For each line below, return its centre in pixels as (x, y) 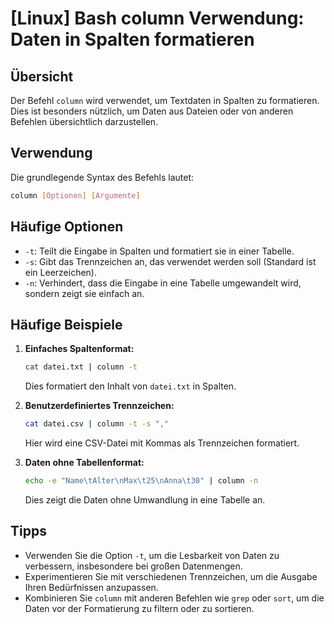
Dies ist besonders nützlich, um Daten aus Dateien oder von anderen (152, 111)
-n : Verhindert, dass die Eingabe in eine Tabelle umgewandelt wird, (163, 283)
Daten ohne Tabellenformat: (84, 463)
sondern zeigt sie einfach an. (84, 293)
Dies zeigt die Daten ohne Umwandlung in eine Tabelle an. (145, 499)
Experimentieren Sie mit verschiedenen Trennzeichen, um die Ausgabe (171, 576)
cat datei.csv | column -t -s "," (96, 424)
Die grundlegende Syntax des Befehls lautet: (102, 177)
